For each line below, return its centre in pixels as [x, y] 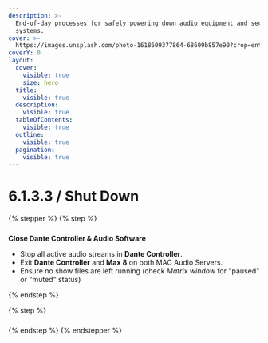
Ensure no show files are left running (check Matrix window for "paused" [140, 271]
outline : [30, 134]
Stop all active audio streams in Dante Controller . [101, 254]
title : [26, 90]
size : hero [41, 82]
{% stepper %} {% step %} [53, 219]
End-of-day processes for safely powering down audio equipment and [132, 23]
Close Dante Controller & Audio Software [77, 239]
